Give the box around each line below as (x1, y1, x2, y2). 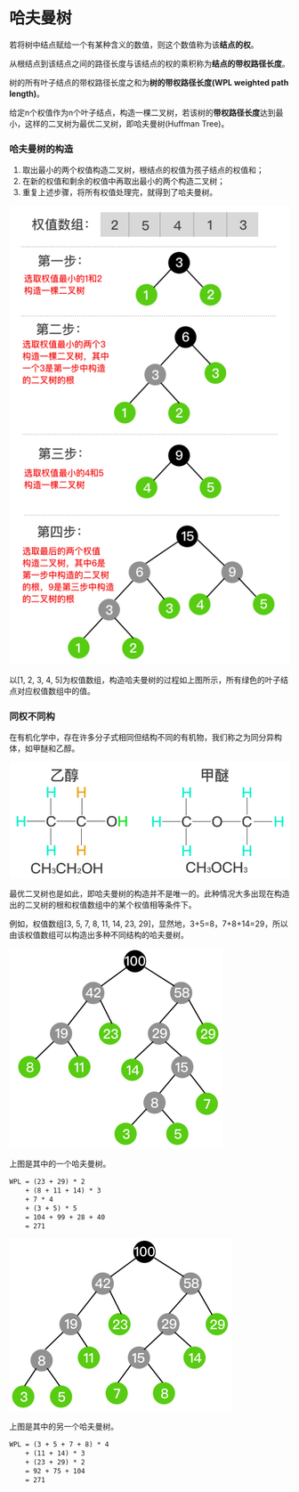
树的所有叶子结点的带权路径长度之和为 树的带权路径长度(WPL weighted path (9, 77, 289, 87)
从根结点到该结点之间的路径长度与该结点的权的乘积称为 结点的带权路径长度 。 (9, 58, 290, 69)
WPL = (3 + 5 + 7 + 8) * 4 (9, 1439, 109, 1448)
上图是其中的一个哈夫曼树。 (9, 1158, 111, 1169)
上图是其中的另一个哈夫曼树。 (9, 1421, 118, 1431)
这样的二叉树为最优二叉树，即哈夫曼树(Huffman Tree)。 (24, 118, 230, 129)
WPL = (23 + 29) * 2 (9, 1177, 86, 1186)
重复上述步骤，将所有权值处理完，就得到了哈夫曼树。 (21, 187, 218, 198)
